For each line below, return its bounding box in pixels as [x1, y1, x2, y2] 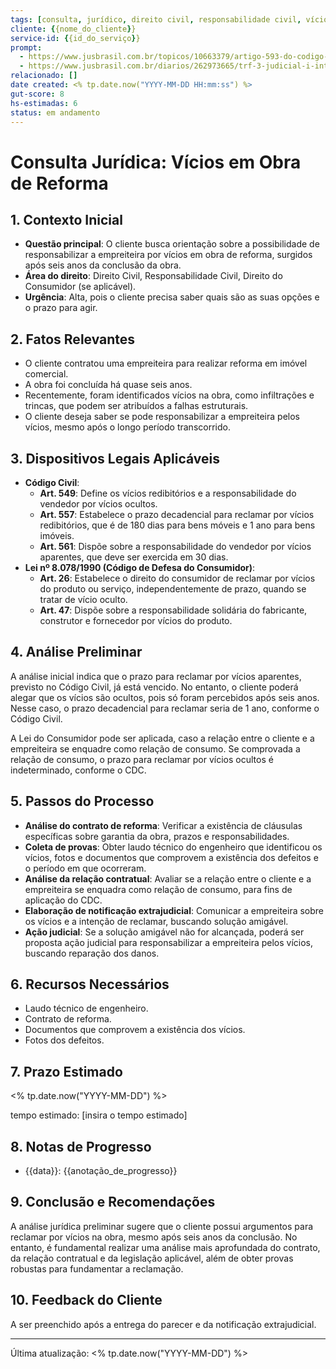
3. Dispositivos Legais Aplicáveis [10, 450, 220, 467]
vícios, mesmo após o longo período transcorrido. [24, 421, 231, 433]
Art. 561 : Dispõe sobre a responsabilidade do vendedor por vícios [39, 541, 312, 552]
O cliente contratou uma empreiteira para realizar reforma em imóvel [24, 357, 308, 370]
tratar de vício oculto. [39, 594, 128, 605]
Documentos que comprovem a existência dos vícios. [24, 1024, 246, 1036]
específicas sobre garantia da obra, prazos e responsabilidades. [24, 830, 290, 842]
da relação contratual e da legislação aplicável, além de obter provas [10, 1252, 294, 1264]
